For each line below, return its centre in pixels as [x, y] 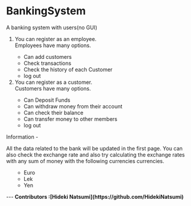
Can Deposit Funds [47, 100]
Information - [22, 137]
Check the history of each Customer [68, 69]
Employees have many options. [53, 45]
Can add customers [48, 57]
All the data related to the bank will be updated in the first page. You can [94, 148]
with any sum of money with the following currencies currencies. [85, 161]
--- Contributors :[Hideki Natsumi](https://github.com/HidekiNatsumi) [95, 196]
